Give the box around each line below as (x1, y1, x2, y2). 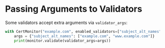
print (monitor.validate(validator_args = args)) (14, 38, 111, 43)
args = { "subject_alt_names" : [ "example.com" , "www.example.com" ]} (14, 33, 155, 39)
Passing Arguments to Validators (5, 3, 142, 15)
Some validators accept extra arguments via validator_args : (5, 20, 128, 25)
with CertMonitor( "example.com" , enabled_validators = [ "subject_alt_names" (5, 29, 162, 34)
